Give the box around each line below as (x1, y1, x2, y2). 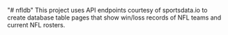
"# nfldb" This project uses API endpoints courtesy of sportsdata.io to (7, 6, 208, 14)
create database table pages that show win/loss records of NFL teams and (7, 13, 222, 22)
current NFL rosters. (7, 21, 66, 29)
